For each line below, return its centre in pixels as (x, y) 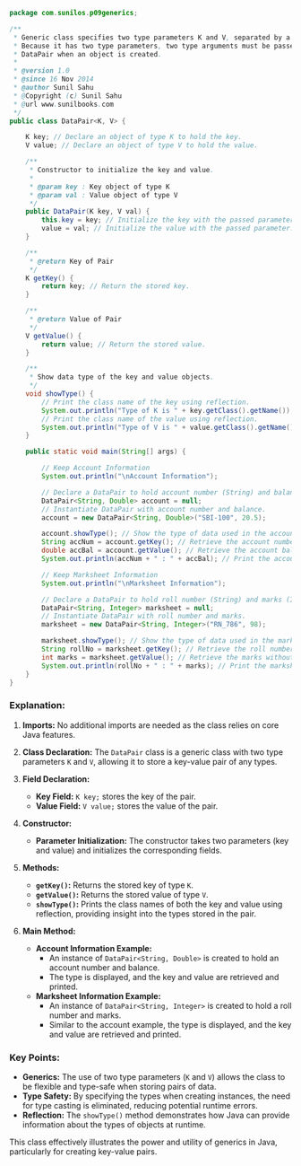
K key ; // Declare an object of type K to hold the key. (134, 137)
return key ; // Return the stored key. (116, 286)
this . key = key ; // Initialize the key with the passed (148, 220)
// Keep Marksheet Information (100, 574)
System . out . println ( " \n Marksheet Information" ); (134, 583)
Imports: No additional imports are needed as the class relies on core (150, 725)
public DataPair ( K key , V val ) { (88, 212)
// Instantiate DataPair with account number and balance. (154, 509)
